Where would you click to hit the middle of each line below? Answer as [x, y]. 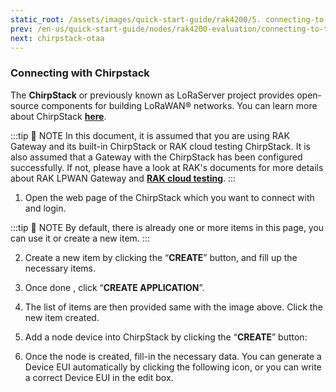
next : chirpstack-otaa [57, 38]
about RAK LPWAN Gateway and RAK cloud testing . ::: [123, 178]
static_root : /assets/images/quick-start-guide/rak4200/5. [136, 19]
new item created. [62, 317]
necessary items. [60, 268]
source [25, 105]
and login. [45, 208]
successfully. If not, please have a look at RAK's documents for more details [167, 167]
